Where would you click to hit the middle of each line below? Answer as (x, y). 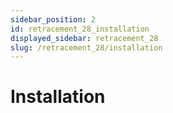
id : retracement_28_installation (80, 29)
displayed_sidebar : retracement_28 (84, 38)
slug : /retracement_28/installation (86, 47)
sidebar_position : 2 (53, 19)
